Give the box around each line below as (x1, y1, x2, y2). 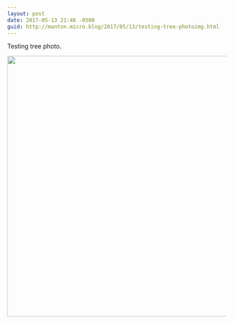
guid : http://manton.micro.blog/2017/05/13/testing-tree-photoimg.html (7, 23, 219, 30)
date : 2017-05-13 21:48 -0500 (7, 17, 95, 24)
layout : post (7, 10, 45, 17)
